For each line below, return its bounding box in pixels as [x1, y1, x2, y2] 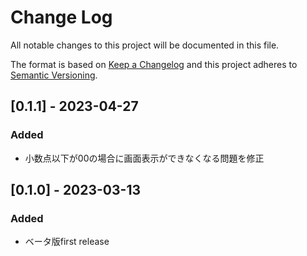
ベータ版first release [24, 236, 110, 248]
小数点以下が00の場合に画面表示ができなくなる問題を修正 [24, 152, 265, 164]
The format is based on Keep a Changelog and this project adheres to [10, 58, 298, 70]
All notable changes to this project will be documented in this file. [10, 39, 280, 51]
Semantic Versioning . [10, 69, 98, 81]
